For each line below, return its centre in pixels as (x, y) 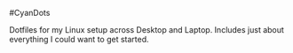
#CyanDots (30, 13)
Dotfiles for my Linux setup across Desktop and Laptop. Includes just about (146, 30)
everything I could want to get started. (79, 39)
